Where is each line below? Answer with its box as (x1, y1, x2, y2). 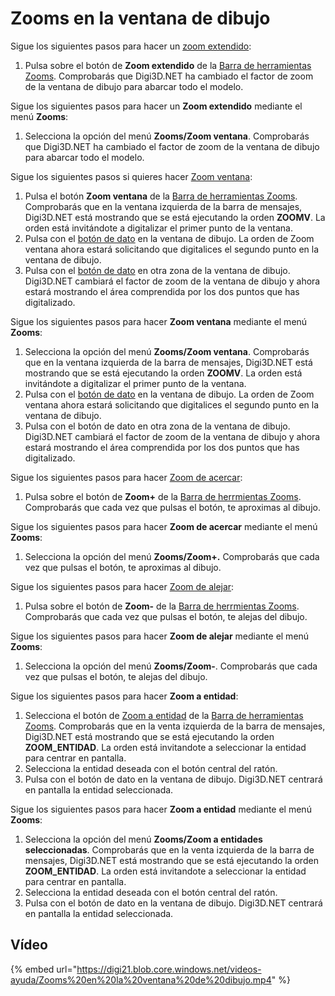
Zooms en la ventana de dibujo (10, 7, 271, 30)
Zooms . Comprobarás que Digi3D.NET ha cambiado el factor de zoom (24, 70, 314, 82)
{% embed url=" (10, 963, 78, 975)
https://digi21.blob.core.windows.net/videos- (76, 963, 262, 975)
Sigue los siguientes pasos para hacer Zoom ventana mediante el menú (10, 315, 308, 327)
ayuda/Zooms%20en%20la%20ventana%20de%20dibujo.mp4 (10, 973, 272, 986)
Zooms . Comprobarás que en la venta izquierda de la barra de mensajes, (24, 720, 326, 732)
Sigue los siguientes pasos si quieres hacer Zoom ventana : (10, 170, 253, 182)
